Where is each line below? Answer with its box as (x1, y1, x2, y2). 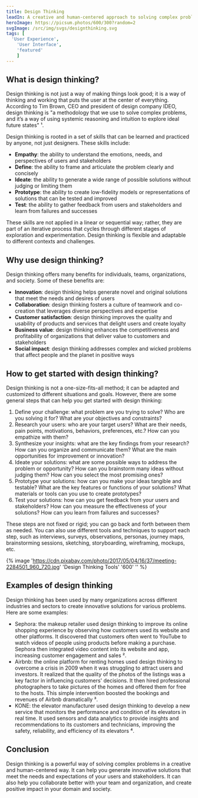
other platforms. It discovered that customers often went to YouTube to (14, 633, 187, 640)
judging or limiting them (14, 182, 72, 189)
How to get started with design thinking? (6, 368, 159, 379)
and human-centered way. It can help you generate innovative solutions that (6, 766, 192, 773)
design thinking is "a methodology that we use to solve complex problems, (6, 109, 187, 116)
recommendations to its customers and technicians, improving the (14, 720, 176, 728)
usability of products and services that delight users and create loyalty (14, 320, 186, 327)
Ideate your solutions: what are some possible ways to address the (14, 459, 177, 466)
